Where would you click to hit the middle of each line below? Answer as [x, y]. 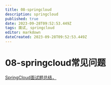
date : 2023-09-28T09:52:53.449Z [38, 23]
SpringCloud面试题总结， [31, 77]
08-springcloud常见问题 [55, 63]
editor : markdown [23, 32]
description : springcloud [32, 14]
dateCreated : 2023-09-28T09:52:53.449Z [46, 37]
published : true [22, 19]
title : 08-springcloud [28, 10]
